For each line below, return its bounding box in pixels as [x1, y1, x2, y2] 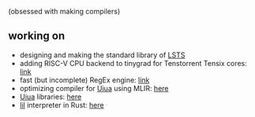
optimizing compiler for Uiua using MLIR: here [19, 83, 169, 93]
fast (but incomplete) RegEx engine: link [19, 75, 150, 85]
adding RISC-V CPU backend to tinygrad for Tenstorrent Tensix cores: [19, 58, 247, 68]
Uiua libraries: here [19, 92, 82, 101]
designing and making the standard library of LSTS [19, 50, 186, 60]
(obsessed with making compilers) [8, 7, 121, 16]
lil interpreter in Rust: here [19, 100, 104, 109]
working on [8, 29, 66, 42]
